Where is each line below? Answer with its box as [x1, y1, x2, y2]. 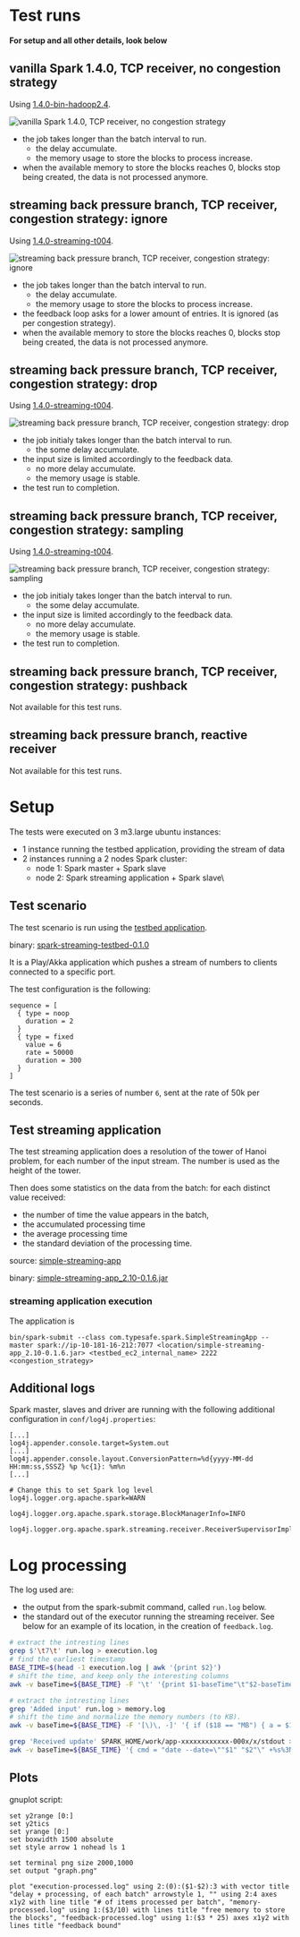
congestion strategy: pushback [9, 678, 188, 693]
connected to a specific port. [9, 966, 116, 977]
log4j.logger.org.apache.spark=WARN [9, 1494, 146, 1503]
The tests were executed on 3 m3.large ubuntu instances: [9, 826, 221, 837]
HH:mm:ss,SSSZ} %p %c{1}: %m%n [9, 1462, 126, 1471]
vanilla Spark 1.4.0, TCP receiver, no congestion [9, 61, 281, 76]
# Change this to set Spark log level [9, 1486, 154, 1496]
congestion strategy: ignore [9, 211, 168, 227]
